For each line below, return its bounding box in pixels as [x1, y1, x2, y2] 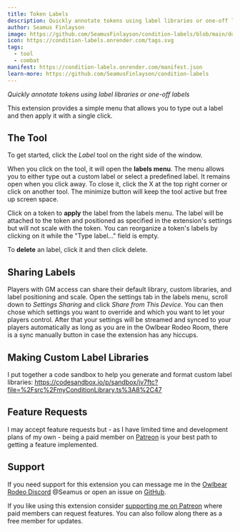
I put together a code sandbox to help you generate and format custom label [7, 370, 232, 378]
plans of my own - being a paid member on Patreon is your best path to [7, 433, 218, 441]
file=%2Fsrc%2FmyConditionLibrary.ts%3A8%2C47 [7, 385, 162, 393]
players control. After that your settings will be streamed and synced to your [7, 316, 231, 324]
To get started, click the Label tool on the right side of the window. [7, 151, 203, 159]
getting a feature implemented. [7, 440, 99, 448]
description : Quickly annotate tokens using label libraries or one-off [7, 17, 229, 24]
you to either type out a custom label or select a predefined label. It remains [7, 172, 231, 181]
